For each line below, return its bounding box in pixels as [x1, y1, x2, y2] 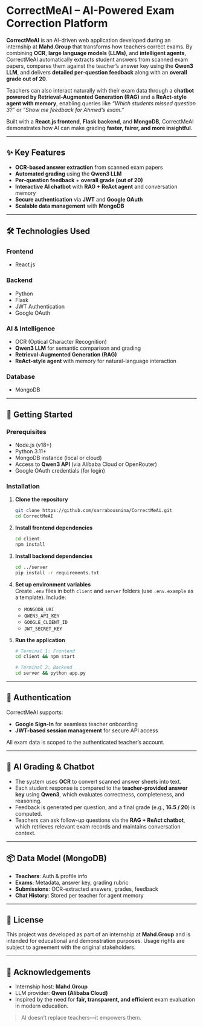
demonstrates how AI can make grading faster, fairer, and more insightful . [6, 124, 193, 131]
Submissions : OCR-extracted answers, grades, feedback [14, 885, 158, 893]
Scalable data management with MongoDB [14, 202, 124, 209]
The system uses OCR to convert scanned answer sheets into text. [14, 778, 181, 785]
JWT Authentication [14, 303, 65, 310]
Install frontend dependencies [14, 524, 93, 531]
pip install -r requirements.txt [14, 569, 100, 576]
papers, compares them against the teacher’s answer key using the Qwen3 [6, 62, 193, 70]
